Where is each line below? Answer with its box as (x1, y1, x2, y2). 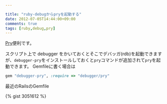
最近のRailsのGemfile (5, 83, 49, 89)
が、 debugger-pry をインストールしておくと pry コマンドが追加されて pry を (5, 57, 157, 63)
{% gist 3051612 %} (5, 93, 47, 99)
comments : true (5, 21, 37, 26)
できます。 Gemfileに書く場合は (9, 63, 76, 69)
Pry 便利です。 (5, 40, 34, 46)
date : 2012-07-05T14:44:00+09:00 (5, 16, 76, 22)
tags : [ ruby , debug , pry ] (5, 26, 56, 31)
